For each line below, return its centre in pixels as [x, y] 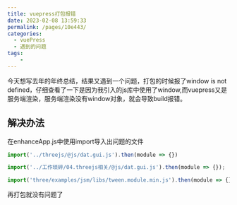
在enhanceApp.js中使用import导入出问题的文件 [75, 141]
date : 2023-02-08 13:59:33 [47, 20]
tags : [15, 54]
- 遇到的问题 [30, 47]
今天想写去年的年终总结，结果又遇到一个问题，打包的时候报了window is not [117, 81]
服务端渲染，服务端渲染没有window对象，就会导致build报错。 [97, 98]
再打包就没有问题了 [35, 194]
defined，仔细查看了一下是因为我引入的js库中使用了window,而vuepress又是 [117, 90]
